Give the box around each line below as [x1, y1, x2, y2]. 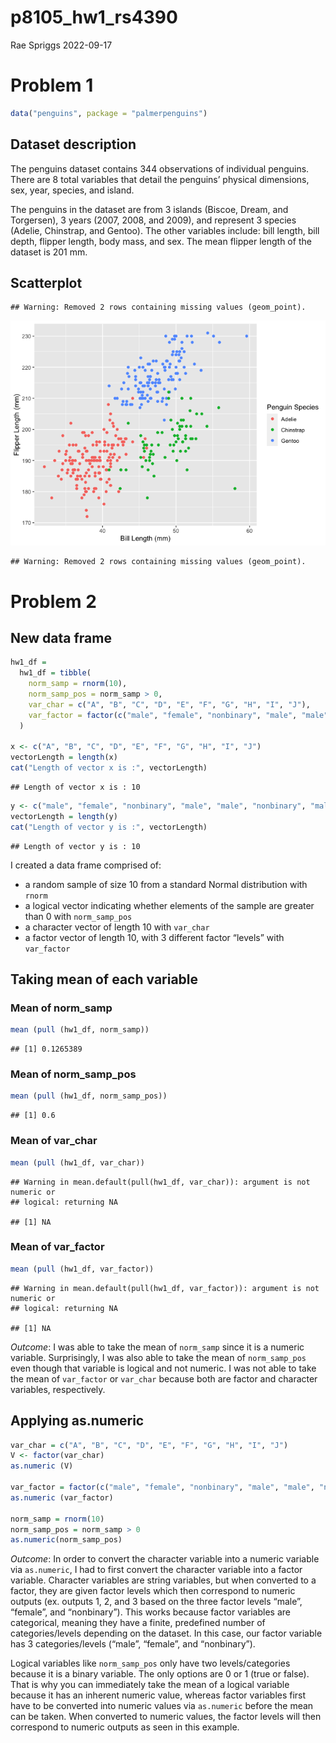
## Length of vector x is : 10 [10, 782, 141, 792]
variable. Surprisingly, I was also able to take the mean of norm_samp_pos [10, 1351, 307, 1363]
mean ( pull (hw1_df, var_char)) [10, 1157, 145, 1168]
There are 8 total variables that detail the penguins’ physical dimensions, [10, 173, 310, 185]
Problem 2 [10, 590, 97, 613]
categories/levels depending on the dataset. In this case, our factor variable [10, 1627, 323, 1640]
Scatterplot [10, 274, 83, 291]
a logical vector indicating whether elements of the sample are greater [24, 899, 315, 911]
